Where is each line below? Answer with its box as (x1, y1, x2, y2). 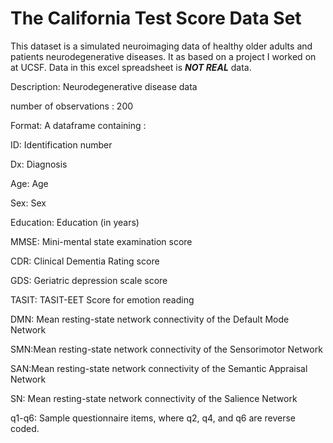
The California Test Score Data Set (10, 7, 302, 30)
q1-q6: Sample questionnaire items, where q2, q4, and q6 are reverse (10, 412, 296, 424)
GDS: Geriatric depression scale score (10, 274, 168, 286)
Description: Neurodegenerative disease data (10, 80, 198, 92)
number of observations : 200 (10, 100, 134, 112)
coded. (10, 422, 40, 434)
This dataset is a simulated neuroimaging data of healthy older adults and (10, 40, 313, 52)
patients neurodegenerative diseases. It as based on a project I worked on (10, 50, 317, 62)
